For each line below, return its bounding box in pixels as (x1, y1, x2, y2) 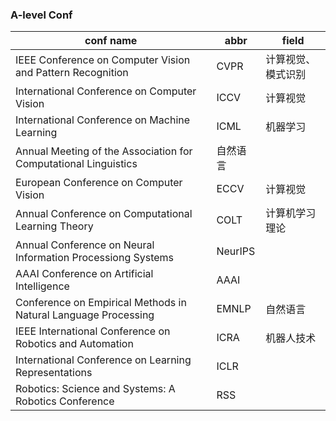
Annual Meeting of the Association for (15, 144, 193, 158)
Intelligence (15, 279, 70, 293)
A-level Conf (10, 8, 73, 22)
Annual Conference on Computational (15, 207, 193, 221)
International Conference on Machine (15, 113, 191, 127)
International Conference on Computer (15, 84, 197, 98)
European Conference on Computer (15, 176, 183, 190)
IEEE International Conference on (15, 324, 171, 338)
